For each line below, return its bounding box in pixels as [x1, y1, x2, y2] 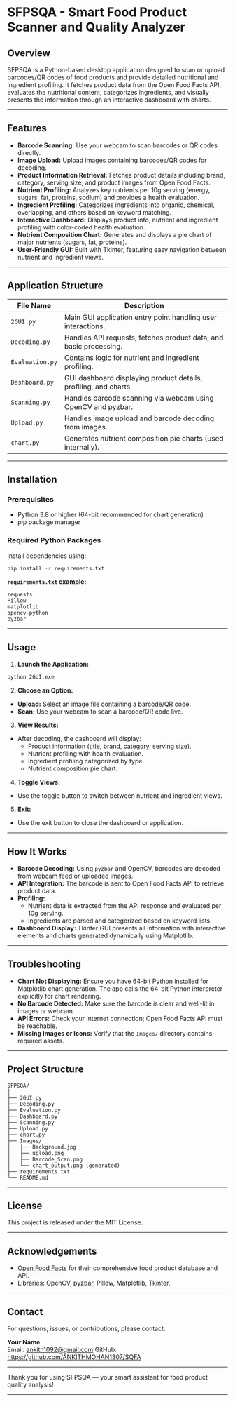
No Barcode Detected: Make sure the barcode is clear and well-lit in [17, 999, 215, 1008]
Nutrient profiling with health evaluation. [27, 749, 144, 758]
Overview [7, 47, 51, 59]
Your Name [7, 1338, 41, 1347]
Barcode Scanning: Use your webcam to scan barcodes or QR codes [17, 141, 218, 149]
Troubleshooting [7, 959, 82, 970]
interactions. [64, 321, 106, 331]
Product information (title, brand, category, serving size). [27, 742, 192, 751]
